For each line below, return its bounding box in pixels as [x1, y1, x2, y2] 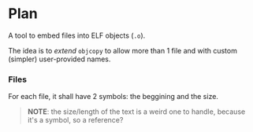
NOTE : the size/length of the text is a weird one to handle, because [27, 107, 246, 116]
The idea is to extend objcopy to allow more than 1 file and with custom [8, 46, 238, 55]
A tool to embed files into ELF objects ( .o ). [8, 31, 146, 40]
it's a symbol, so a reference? [27, 115, 124, 125]
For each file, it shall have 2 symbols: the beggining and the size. [8, 92, 219, 101]
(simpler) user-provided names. [8, 54, 111, 64]
